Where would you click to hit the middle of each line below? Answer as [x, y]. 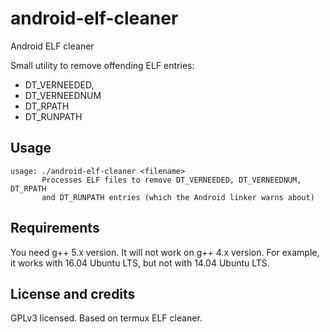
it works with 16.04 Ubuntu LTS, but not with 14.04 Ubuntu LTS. [140, 263]
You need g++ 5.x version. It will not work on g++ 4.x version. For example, [165, 252]
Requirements [55, 228]
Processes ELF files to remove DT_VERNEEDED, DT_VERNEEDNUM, [171, 180]
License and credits [73, 293]
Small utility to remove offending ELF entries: [102, 65]
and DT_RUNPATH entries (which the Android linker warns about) [178, 197]
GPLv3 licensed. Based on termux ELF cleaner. [106, 318]
